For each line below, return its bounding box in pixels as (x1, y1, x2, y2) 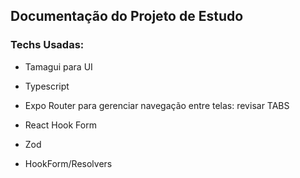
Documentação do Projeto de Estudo (10, 8, 244, 25)
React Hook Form (24, 119, 97, 131)
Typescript (24, 80, 70, 92)
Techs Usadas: (10, 38, 85, 52)
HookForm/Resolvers (24, 157, 113, 169)
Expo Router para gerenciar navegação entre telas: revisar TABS (24, 99, 290, 111)
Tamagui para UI (24, 60, 93, 73)
